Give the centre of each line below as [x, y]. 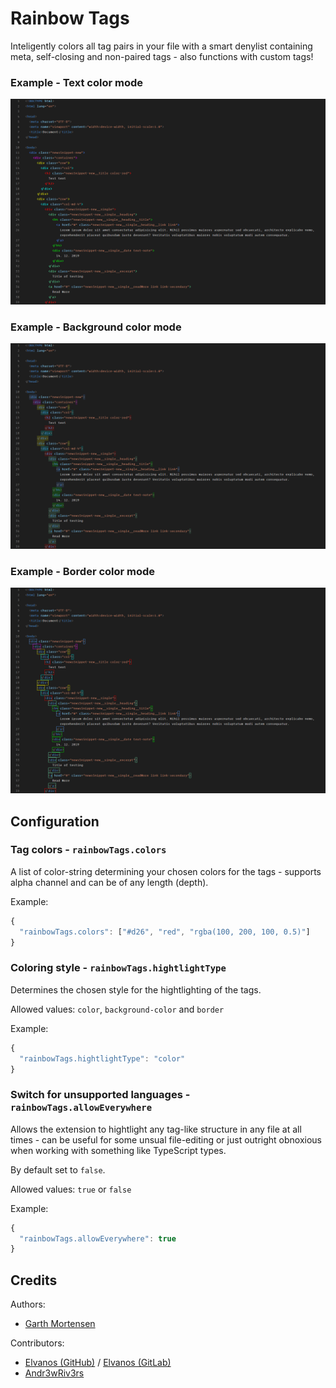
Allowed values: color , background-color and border [117, 1009]
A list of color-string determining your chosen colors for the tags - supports [166, 871]
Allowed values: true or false [71, 1189]
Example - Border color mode [83, 572]
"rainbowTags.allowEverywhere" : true [98, 1238]
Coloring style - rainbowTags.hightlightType [118, 968]
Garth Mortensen [60, 1324]
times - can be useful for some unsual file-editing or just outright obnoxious [166, 1139]
